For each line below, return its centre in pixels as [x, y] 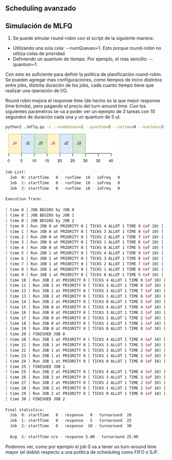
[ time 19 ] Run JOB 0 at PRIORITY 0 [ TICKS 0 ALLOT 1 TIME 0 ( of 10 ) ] [86, 329]
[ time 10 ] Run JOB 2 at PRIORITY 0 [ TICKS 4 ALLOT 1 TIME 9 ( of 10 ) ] [86, 280]
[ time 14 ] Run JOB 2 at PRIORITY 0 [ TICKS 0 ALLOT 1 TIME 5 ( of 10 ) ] [86, 302]
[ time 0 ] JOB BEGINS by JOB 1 [40, 215]
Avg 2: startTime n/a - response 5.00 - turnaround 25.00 [74, 437]
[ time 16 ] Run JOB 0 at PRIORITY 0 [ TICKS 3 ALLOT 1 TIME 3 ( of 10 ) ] [86, 312]
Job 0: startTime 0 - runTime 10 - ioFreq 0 [65, 177]
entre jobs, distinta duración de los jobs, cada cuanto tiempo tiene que [80, 85]
